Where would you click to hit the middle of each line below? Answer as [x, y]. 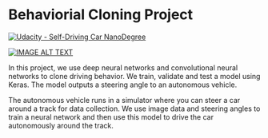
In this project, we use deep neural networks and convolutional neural [123, 67]
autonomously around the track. [61, 125]
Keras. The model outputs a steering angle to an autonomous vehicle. [123, 85]
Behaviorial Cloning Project [101, 15]
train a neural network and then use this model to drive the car [111, 116]
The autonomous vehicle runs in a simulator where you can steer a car [124, 100]
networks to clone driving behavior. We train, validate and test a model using [134, 76]
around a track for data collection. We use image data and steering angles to [134, 108]
